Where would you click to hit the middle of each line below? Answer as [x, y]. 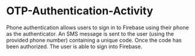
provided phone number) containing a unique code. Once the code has [94, 40]
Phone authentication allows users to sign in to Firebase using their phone [97, 27]
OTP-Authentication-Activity [80, 11]
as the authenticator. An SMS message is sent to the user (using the [90, 33]
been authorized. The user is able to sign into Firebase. [74, 46]
